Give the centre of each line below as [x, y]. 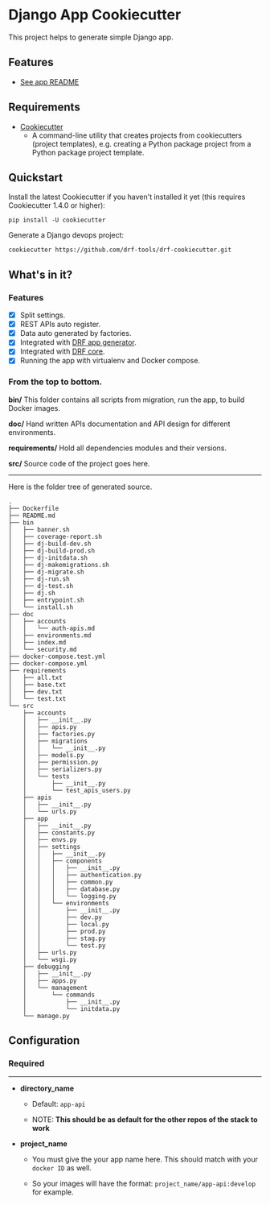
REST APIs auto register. [60, 325]
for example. [53, 1192]
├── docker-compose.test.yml [57, 656]
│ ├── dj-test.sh [41, 586]
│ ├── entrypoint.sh [46, 600]
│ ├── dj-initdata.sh [48, 557]
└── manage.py [46, 1016]
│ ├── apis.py [50, 727]
